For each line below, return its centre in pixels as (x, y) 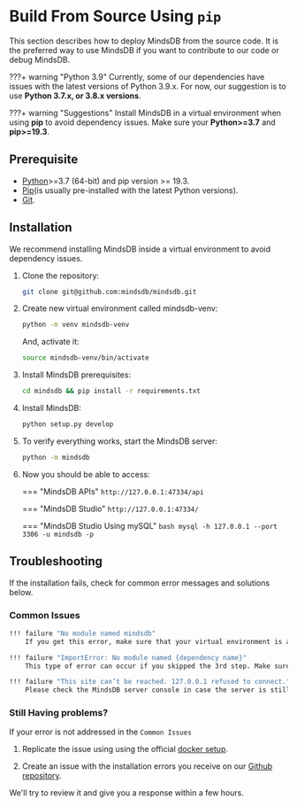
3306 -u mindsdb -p (58, 534)
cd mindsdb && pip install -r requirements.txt (111, 392)
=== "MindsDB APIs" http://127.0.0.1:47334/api (113, 491)
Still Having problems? (59, 713)
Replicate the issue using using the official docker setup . (125, 749)
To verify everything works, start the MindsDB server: (120, 441)
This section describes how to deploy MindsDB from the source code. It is (144, 41)
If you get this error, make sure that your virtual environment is (154, 641)
